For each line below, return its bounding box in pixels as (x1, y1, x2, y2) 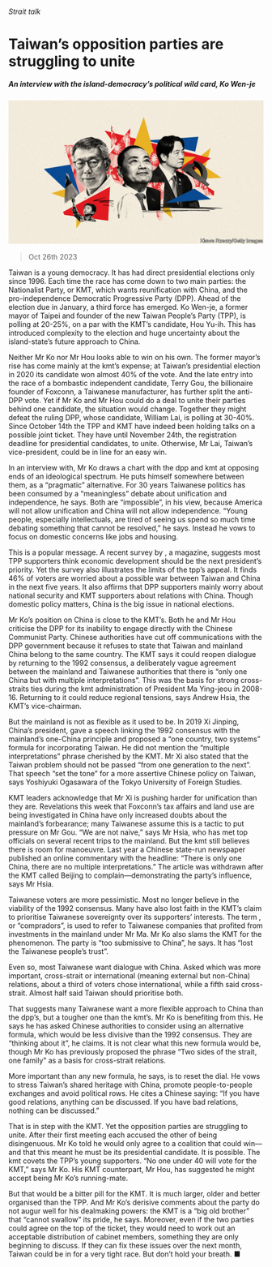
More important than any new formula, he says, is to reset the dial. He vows (8, 1072, 261, 1081)
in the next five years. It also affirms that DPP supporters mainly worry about (8, 582, 264, 592)
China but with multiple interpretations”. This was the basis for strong (8, 676, 239, 685)
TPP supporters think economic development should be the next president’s (8, 556, 262, 566)
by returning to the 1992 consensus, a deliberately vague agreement (8, 658, 236, 668)
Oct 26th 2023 (28, 252, 78, 262)
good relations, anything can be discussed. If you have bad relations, (8, 1097, 239, 1107)
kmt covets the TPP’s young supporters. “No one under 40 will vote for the (8, 1156, 257, 1166)
